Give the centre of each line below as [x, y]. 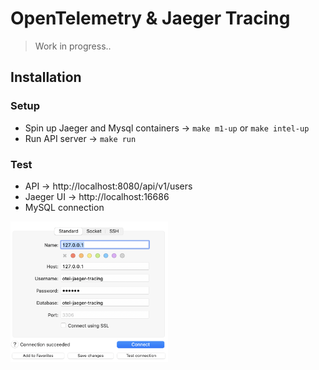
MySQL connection [64, 207]
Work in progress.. [73, 46]
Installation [46, 77]
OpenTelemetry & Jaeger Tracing [150, 18]
